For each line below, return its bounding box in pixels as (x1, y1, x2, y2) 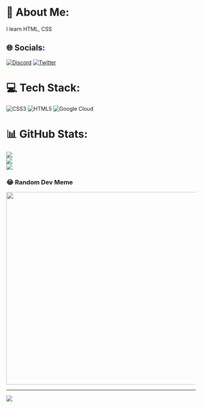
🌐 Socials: (6, 43, 46, 53)
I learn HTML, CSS (6, 25, 52, 32)
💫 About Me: (6, 5, 70, 19)
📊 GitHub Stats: (6, 127, 88, 141)
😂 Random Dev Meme (6, 178, 73, 186)
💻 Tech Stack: (6, 81, 81, 94)
